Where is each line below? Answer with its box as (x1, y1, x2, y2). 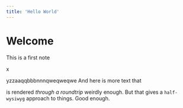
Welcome (6, 34, 54, 47)
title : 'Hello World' (6, 8, 60, 15)
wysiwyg (6, 96, 25, 101)
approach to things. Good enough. (26, 94, 110, 101)
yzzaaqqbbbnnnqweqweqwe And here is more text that (6, 77, 142, 84)
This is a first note (6, 54, 50, 61)
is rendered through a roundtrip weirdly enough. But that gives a (6, 88, 163, 96)
